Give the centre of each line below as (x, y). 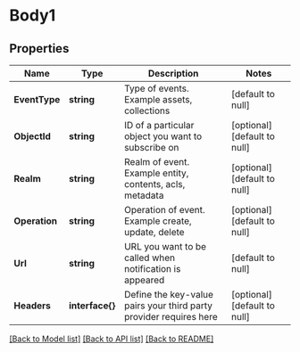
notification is (152, 269)
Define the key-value (169, 295)
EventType (37, 99)
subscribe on (151, 147)
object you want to (163, 136)
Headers (33, 306)
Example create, (158, 221)
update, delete (154, 232)
